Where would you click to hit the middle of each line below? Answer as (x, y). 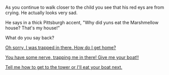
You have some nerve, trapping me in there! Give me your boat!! (72, 57)
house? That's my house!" (32, 28)
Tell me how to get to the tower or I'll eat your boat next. (64, 67)
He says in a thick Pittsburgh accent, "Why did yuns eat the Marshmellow (82, 23)
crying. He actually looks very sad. (41, 13)
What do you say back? (30, 38)
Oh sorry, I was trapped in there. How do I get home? (61, 47)
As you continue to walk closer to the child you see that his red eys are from (85, 7)
